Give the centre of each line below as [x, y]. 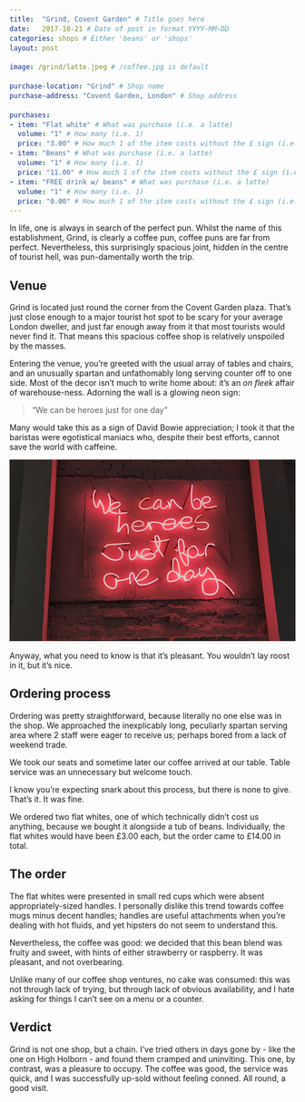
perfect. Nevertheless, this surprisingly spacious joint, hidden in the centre [149, 247]
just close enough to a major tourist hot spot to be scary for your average [146, 317]
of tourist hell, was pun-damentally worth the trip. [102, 257]
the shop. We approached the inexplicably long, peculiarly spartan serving [148, 725]
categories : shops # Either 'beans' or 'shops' [101, 38]
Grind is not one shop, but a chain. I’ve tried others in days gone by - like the [152, 1049]
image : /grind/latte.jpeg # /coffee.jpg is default [109, 67]
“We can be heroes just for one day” [99, 410]
